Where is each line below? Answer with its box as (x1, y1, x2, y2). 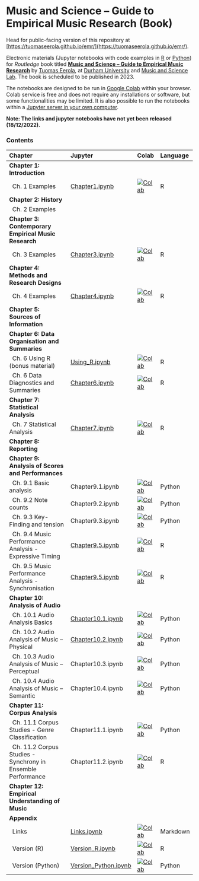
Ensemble (9, 765, 37, 774)
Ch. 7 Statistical (12, 420, 56, 428)
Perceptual (9, 667, 40, 676)
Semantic (9, 692, 36, 700)
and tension (31, 520, 64, 529)
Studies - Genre (9, 726, 54, 734)
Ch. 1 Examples (12, 182, 56, 190)
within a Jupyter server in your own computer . (6, 103, 119, 110)
